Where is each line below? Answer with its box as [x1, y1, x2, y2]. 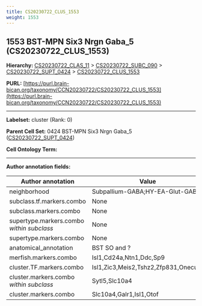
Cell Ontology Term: [6, 146, 58, 153]
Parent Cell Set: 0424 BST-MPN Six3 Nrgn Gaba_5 [6, 128, 132, 135]
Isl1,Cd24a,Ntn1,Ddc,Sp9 [91, 253, 165, 262]
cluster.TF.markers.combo [9, 263, 84, 272]
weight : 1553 [6, 14, 39, 20]
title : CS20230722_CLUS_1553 [6, 8, 79, 15]
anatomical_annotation [9, 244, 73, 252]
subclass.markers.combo [9, 207, 81, 215]
